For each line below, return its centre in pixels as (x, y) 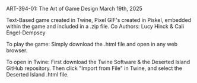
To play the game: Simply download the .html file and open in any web (92, 44)
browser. (17, 50)
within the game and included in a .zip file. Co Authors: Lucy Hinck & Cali (95, 26)
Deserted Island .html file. (38, 74)
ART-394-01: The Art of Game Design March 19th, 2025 (74, 9)
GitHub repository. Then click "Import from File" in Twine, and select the (94, 68)
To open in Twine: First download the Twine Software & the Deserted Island (98, 62)
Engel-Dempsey (26, 33)
